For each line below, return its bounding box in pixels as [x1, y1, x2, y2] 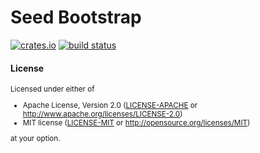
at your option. [10, 134, 61, 144]
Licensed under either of [10, 84, 95, 95]
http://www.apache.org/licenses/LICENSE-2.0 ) [22, 109, 183, 119]
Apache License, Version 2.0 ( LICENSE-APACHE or [22, 100, 198, 110]
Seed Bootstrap [10, 6, 142, 29]
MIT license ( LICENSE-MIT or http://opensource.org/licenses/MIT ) [22, 117, 251, 128]
